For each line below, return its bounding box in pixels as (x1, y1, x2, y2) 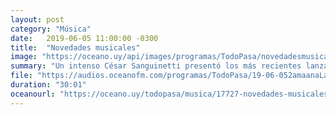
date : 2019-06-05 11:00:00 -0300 (10, 33, 159, 43)
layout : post (10, 14, 65, 25)
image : (10, 52, 38, 62)
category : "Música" (10, 24, 92, 34)
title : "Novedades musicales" (10, 42, 141, 53)
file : (10, 71, 33, 81)
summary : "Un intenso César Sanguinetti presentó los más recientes (10, 61, 302, 71)
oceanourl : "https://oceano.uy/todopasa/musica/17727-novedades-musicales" (10, 89, 333, 99)
